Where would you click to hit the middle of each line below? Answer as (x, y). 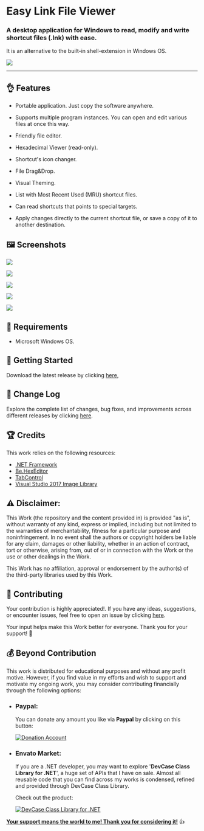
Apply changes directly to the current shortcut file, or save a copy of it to (106, 218)
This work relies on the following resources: (61, 453)
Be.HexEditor (32, 471)
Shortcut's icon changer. (46, 159)
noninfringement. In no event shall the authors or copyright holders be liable (101, 537)
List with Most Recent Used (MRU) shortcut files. (76, 195)
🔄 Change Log (33, 395)
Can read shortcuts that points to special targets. (76, 207)
